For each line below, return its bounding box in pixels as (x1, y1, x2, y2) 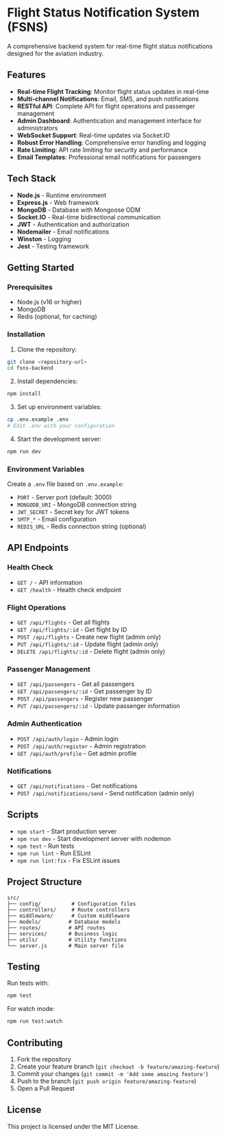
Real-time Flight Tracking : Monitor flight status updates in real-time (16, 87, 210, 95)
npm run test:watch (7, 1018, 63, 1025)
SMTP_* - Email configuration (16, 515, 97, 524)
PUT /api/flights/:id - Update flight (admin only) (16, 640, 159, 648)
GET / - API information (16, 578, 83, 587)
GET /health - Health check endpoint (16, 585, 122, 594)
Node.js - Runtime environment (16, 191, 107, 199)
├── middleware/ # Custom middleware (7, 912, 130, 919)
